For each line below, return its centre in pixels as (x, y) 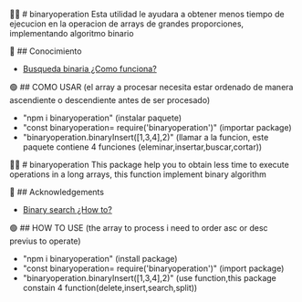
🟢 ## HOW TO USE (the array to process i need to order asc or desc (139, 228)
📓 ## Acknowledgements (57, 192)
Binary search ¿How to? (67, 209)
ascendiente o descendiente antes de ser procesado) (110, 100)
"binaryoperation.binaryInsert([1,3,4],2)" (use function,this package (149, 278)
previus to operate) (45, 241)
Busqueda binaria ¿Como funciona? (89, 69)
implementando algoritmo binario (72, 33)
